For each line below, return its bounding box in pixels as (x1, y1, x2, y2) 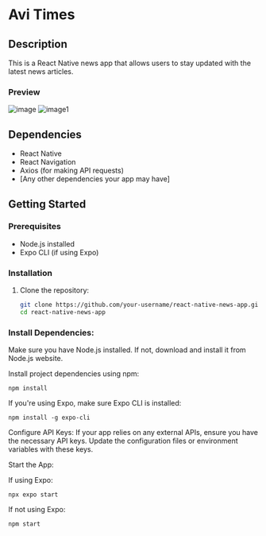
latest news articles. (8, 67, 74, 76)
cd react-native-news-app (19, 308, 106, 316)
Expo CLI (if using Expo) (19, 247, 99, 257)
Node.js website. (8, 354, 64, 363)
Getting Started (8, 197, 87, 211)
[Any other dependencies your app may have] (19, 174, 171, 184)
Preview (8, 86, 40, 97)
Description (8, 37, 67, 51)
